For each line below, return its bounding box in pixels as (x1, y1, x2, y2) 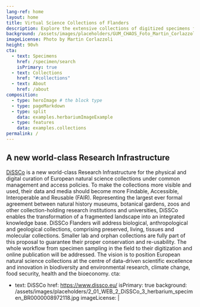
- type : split (11, 108, 46, 114)
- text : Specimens (11, 53, 58, 59)
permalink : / (6, 131, 39, 137)
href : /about (17, 86, 49, 92)
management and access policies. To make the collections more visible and (6, 181, 192, 188)
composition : (6, 92, 39, 98)
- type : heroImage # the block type (11, 97, 102, 103)
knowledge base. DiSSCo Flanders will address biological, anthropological (6, 219, 189, 227)
